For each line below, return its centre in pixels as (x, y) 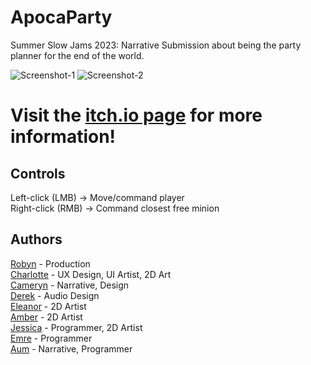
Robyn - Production (50, 263)
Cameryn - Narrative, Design (70, 285)
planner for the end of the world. (77, 55)
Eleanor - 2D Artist (48, 306)
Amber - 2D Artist (46, 317)
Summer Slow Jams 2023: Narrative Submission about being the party (156, 45)
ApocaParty (61, 17)
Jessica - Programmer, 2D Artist (76, 327)
